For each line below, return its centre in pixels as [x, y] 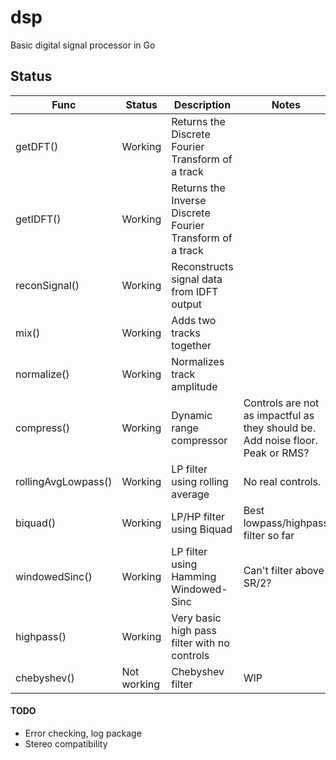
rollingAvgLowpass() [64, 481]
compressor [199, 440]
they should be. [279, 428]
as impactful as [279, 415]
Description [202, 104]
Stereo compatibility [66, 743]
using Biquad [202, 529]
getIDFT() [38, 219]
